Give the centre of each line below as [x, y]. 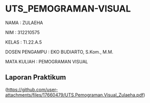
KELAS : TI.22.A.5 [24, 42]
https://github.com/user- [32, 89]
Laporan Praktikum [36, 78]
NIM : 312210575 [23, 32]
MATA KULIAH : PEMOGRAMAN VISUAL [47, 61]
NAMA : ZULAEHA [24, 23]
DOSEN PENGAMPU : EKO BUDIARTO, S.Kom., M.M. [59, 52]
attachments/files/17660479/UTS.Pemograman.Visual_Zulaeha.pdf [74, 95]
